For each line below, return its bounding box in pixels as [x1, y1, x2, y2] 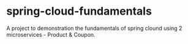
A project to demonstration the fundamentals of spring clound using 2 [6, 24, 182, 32]
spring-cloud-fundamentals [6, 4, 152, 18]
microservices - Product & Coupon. [6, 31, 96, 38]
